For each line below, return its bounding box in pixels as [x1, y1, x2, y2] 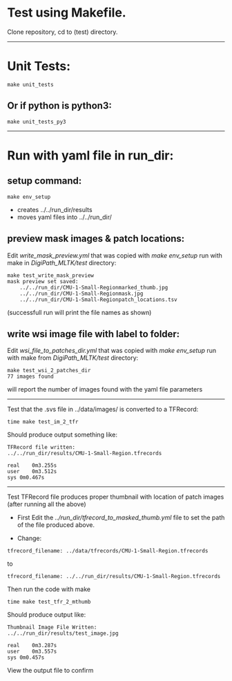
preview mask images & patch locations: [7, 233, 185, 244]
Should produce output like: [7, 611, 86, 619]
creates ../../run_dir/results [17, 205, 93, 213]
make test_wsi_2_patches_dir [7, 367, 91, 374]
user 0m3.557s [7, 648, 57, 655]
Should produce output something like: [7, 430, 118, 439]
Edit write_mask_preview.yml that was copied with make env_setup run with [7, 251, 223, 260]
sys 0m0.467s [7, 474, 45, 481]
